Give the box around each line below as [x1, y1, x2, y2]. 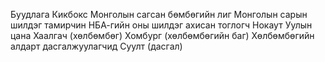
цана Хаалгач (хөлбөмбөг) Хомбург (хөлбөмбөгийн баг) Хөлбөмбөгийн [10, 30, 315, 41]
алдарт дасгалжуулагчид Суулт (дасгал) [10, 40, 183, 52]
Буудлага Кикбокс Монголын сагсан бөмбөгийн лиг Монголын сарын [10, 9, 308, 20]
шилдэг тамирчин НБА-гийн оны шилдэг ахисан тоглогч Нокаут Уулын [10, 19, 313, 31]
